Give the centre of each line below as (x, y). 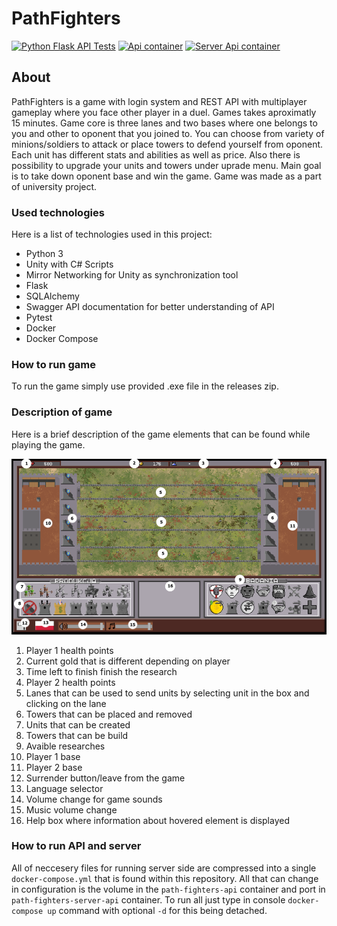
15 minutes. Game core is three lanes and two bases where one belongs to (164, 123)
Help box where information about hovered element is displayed (157, 820)
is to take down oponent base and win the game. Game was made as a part (166, 176)
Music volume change (71, 809)
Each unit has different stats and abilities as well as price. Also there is (156, 154)
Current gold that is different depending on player (128, 661)
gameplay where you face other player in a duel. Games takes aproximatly (164, 112)
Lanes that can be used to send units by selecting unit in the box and (167, 693)
